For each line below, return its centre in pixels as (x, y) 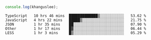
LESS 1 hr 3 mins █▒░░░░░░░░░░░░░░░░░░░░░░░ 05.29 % (76, 33)
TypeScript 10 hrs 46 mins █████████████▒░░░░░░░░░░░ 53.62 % (76, 16)
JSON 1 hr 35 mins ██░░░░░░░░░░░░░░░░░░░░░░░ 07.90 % (76, 24)
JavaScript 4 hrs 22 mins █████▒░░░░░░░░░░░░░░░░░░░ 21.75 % (76, 20)
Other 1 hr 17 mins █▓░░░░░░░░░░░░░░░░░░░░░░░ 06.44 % (76, 29)
